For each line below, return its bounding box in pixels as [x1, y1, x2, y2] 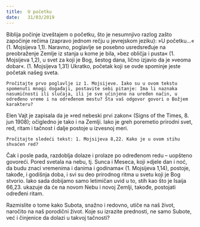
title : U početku [6, 8, 52, 15]
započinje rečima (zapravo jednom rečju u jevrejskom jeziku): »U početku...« [6, 37, 195, 44]
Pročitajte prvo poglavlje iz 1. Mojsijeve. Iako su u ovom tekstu [6, 80, 178, 87]
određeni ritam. [6, 189, 44, 197]
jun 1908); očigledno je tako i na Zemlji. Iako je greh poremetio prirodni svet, [6, 118, 193, 125]
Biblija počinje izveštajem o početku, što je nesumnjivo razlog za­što [6, 30, 172, 38]
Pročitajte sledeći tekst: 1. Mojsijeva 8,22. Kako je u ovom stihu [6, 136, 180, 142]
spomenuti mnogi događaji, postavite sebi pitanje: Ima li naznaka [6, 85, 178, 91]
